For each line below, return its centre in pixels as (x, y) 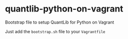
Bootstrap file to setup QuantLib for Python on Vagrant (60, 22)
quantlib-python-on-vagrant (64, 9)
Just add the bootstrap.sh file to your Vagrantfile (55, 31)
